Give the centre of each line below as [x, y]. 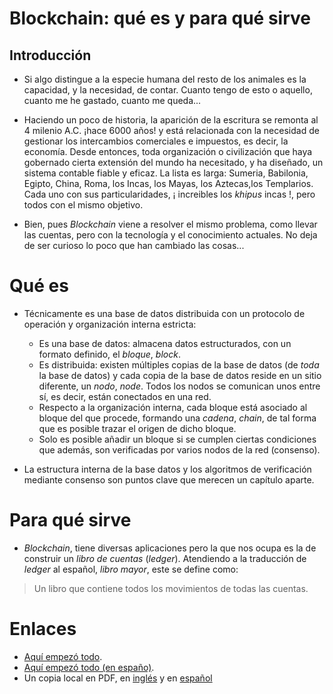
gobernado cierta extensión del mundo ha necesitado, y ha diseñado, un [173, 162]
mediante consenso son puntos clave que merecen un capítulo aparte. [169, 479]
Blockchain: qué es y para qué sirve [160, 18]
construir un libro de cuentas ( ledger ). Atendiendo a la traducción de [165, 558]
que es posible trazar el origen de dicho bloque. [137, 428]
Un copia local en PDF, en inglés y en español [118, 678]
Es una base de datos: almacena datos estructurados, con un [165, 343]
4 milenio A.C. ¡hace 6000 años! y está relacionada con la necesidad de [171, 130]
